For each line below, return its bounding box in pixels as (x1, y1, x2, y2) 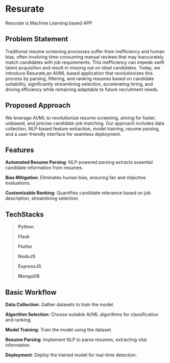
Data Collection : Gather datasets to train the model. (5, 302, 114, 307)
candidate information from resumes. (5, 164, 83, 171)
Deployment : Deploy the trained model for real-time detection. (5, 352, 137, 358)
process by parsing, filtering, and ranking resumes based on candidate (5, 75, 154, 82)
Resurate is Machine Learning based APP (5, 20, 92, 26)
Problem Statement (5, 35, 68, 43)
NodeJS (17, 253, 36, 259)
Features (5, 146, 34, 154)
